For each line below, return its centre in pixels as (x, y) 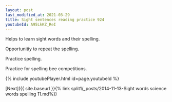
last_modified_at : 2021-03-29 (38, 15)
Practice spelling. (24, 59)
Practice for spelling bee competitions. (46, 69)
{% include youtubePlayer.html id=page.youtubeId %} (62, 79)
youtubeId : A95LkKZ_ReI (31, 24)
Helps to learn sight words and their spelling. (53, 39)
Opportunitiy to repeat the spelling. (42, 49)
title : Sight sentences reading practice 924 (55, 19)
